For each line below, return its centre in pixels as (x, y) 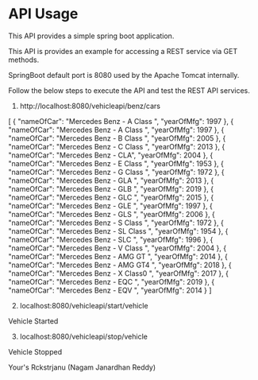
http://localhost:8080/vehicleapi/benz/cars (90, 106)
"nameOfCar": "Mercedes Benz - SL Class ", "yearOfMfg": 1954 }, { (118, 231)
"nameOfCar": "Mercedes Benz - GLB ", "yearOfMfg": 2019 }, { (111, 188)
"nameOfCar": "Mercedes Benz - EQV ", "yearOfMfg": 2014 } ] (110, 290)
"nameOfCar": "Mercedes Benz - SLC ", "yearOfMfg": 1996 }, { (111, 239)
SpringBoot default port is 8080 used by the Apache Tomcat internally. (124, 75)
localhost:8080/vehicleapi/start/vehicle (84, 305)
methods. (24, 60)
